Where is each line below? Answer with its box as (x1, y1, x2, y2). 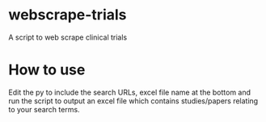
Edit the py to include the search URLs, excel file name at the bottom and (8, 87, 251, 97)
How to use (8, 61, 86, 79)
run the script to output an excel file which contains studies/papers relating (8, 95, 259, 106)
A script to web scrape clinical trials (8, 32, 128, 42)
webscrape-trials (8, 6, 127, 24)
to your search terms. (8, 104, 80, 114)
